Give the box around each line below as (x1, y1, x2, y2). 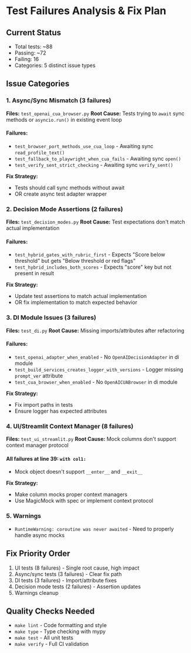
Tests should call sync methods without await (14, 184, 125, 191)
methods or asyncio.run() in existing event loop (6, 116, 122, 123)
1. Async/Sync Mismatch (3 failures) (6, 96, 111, 105)
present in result (14, 270, 54, 277)
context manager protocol (6, 442, 69, 449)
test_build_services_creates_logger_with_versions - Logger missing (14, 366, 183, 373)
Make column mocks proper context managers (14, 491, 128, 498)
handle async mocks (14, 531, 65, 538)
